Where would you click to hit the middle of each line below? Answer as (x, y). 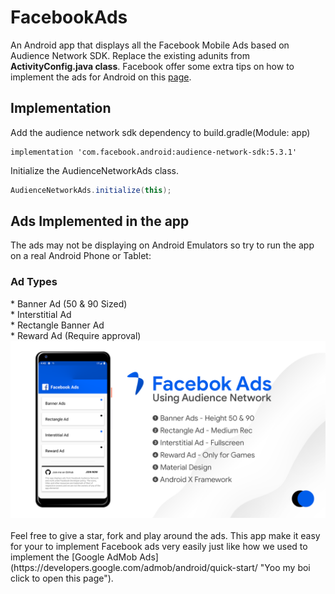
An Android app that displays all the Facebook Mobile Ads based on (150, 45)
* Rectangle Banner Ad (57, 325)
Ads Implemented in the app (100, 221)
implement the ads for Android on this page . (101, 77)
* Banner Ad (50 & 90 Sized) (69, 303)
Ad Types (34, 282)
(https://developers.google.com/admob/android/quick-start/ (134, 568)
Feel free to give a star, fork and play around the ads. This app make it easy (165, 536)
